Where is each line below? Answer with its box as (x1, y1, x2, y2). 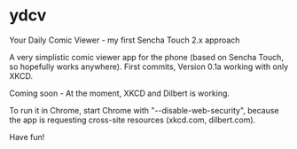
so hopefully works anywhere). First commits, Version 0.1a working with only (9, 61, 289, 72)
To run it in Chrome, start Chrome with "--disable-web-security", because (9, 105, 279, 115)
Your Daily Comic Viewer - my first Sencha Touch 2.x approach (9, 35, 240, 45)
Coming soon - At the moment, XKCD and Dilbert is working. (9, 88, 231, 98)
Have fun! (9, 131, 45, 142)
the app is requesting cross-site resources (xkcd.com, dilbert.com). (9, 114, 256, 125)
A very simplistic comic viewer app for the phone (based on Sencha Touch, (9, 51, 284, 62)
